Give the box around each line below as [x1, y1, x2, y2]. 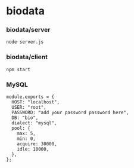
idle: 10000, [17, 146, 49, 152]
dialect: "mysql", [11, 120, 58, 126]
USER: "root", [11, 105, 46, 111]
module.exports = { [6, 94, 55, 100]
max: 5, [17, 130, 36, 137]
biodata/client [6, 53, 48, 61]
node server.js [6, 39, 44, 45]
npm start [6, 66, 31, 72]
